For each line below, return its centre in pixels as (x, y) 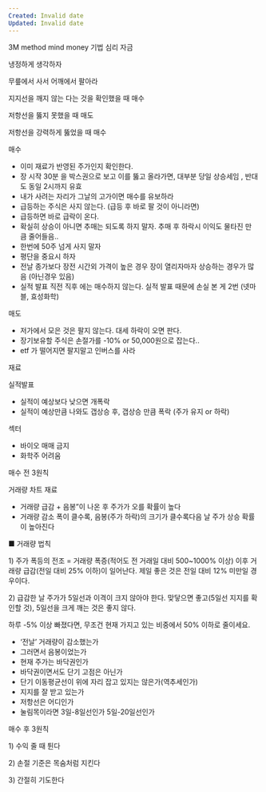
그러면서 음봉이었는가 (53, 651)
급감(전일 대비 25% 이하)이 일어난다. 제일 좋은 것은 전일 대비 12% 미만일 (136, 570)
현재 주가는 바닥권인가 (54, 661)
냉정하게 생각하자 (35, 64)
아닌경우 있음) (53, 276)
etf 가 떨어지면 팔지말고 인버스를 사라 (77, 350)
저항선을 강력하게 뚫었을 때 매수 (58, 132)
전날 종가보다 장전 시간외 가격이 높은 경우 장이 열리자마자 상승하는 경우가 (133, 266)
